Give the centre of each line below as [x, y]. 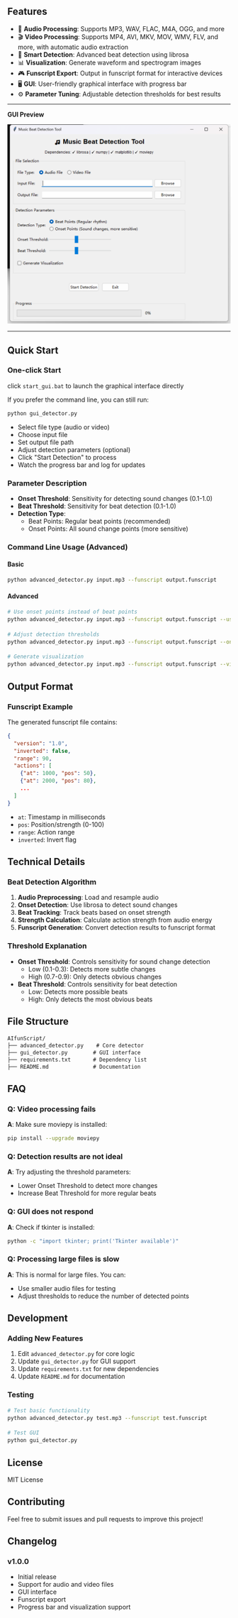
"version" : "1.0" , [41, 743]
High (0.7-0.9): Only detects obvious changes [95, 976]
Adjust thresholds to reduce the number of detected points [103, 1296]
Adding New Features [45, 1338]
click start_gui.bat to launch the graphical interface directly [96, 385]
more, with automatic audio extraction [73, 47]
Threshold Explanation [47, 946]
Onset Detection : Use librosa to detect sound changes [98, 905]
